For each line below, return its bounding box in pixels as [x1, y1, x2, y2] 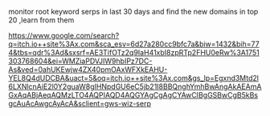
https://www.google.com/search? [8, 31, 120, 40]
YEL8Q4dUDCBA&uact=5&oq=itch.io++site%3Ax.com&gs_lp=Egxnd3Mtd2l [8, 74, 260, 82]
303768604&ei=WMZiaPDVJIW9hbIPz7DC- [8, 56, 153, 66]
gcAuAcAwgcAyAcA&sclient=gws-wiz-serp [8, 99, 151, 108]
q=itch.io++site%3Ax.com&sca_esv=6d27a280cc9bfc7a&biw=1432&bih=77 [8, 39, 260, 49]
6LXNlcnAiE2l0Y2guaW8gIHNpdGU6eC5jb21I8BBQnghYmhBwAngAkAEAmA [8, 82, 262, 91]
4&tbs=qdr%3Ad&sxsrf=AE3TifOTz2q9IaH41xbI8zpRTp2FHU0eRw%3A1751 [8, 48, 260, 57]
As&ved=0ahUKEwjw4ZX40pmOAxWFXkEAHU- [8, 65, 168, 74]
